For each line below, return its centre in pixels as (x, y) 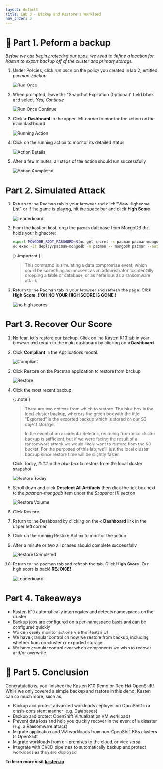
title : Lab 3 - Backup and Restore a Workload (53, 14)
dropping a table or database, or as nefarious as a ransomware (88, 275)
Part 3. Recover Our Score (59, 324)
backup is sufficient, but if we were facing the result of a (81, 439)
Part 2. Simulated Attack (56, 190)
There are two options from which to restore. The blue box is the (89, 409)
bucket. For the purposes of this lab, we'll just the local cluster (87, 449)
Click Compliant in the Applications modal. (55, 352)
